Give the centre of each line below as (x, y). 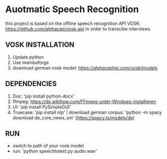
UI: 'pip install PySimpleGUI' (42, 107)
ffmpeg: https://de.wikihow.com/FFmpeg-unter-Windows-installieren (84, 101)
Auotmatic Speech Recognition (72, 9)
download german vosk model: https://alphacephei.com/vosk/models (85, 68)
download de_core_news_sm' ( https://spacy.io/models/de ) (74, 117)
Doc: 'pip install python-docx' (44, 96)
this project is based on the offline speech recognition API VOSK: (73, 23)
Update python (28, 57)
